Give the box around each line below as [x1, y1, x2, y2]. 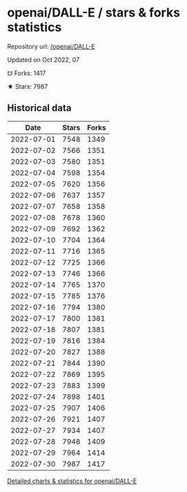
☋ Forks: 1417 [7, 69, 46, 77]
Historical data [7, 102, 72, 114]
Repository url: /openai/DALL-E [7, 42, 95, 50]
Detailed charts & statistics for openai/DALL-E [7, 477, 137, 485]
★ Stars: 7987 [7, 82, 48, 90]
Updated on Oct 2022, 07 [7, 55, 80, 63]
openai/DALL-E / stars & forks [7, 5, 181, 21]
